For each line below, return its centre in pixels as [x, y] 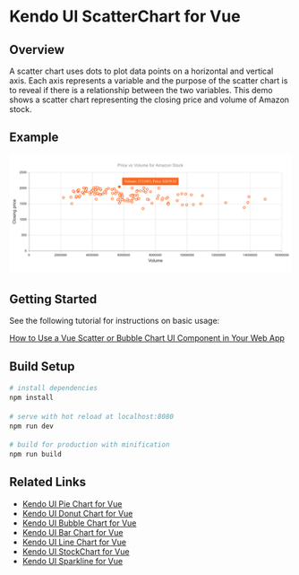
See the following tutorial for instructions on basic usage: [115, 321]
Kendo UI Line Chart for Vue [74, 542]
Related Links [48, 482]
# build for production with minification [90, 445]
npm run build [36, 455]
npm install [31, 397]
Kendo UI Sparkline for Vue [73, 561]
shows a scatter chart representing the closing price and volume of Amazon [149, 100]
